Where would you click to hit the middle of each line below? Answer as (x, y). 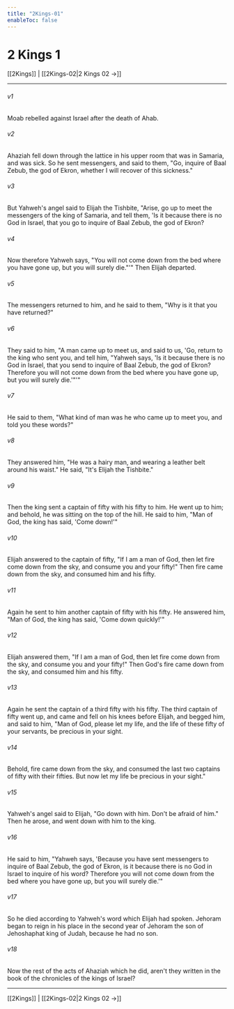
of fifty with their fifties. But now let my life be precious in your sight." (107, 776)
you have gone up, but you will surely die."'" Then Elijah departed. (102, 268)
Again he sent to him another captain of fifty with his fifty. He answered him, (117, 612)
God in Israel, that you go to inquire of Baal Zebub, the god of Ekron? (106, 223)
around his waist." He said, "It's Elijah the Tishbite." (80, 470)
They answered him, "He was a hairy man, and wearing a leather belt (106, 462)
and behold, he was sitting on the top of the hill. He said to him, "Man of (110, 515)
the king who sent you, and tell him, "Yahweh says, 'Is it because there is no (116, 357)
